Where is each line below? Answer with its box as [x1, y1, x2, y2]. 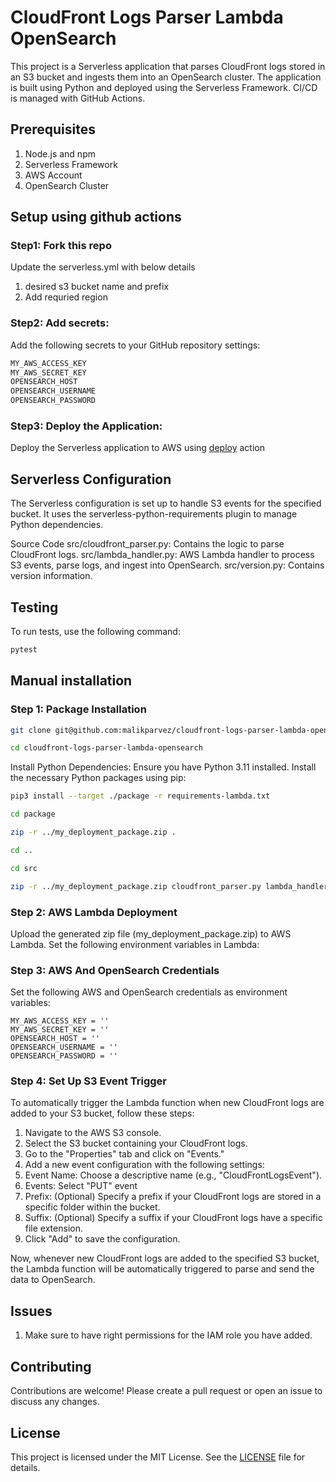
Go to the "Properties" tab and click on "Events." [24, 1148, 225, 1160]
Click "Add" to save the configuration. [24, 1233, 181, 1245]
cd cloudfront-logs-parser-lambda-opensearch [10, 743, 203, 753]
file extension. [24, 1222, 83, 1235]
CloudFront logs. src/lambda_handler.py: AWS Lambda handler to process [10, 549, 315, 561]
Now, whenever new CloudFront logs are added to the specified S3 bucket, [10, 1252, 320, 1265]
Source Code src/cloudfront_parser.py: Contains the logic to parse [10, 538, 285, 550]
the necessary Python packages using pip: [10, 772, 187, 784]
